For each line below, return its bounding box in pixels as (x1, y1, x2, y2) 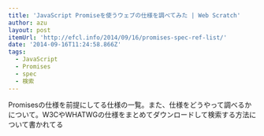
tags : (8, 48, 26, 56)
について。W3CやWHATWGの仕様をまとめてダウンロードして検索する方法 (8, 109, 250, 119)
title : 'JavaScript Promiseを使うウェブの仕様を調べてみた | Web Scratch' (8, 11, 241, 20)
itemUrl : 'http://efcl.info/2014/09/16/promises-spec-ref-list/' (8, 33, 227, 42)
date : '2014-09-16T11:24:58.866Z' (8, 41, 122, 49)
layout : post (8, 26, 51, 34)
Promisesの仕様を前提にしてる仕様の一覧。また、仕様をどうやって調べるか (8, 100, 252, 109)
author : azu (8, 19, 47, 27)
